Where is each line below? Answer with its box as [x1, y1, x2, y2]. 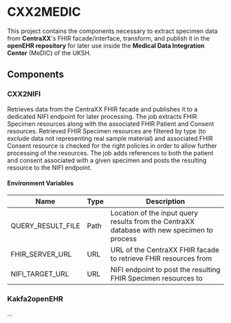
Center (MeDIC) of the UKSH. [7, 49, 91, 57]
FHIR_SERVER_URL [10, 249, 72, 258]
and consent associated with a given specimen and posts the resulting [7, 156, 207, 164]
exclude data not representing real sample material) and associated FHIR [7, 134, 213, 142]
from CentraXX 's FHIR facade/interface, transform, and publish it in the [7, 34, 210, 42]
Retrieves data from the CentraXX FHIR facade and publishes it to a [7, 104, 198, 113]
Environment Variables [7, 179, 74, 188]
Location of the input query [110, 208, 199, 217]
